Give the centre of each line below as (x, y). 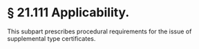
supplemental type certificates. (51, 38)
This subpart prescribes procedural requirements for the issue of (99, 31)
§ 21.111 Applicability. (68, 13)
